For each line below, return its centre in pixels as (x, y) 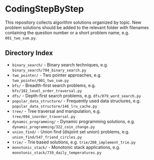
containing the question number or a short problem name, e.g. (67, 32)
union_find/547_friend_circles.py (47, 137)
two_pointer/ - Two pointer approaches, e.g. (57, 75)
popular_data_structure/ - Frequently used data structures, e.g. (76, 101)
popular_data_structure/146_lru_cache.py (54, 106)
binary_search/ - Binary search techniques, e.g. (60, 64)
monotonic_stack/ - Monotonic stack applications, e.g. (66, 147)
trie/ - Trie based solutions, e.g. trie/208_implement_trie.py (74, 142)
